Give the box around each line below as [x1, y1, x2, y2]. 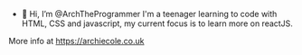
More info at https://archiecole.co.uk [8, 36, 145, 46]
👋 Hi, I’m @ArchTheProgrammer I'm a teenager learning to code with [21, 9, 278, 19]
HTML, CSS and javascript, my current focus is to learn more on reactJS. [21, 18, 293, 29]
